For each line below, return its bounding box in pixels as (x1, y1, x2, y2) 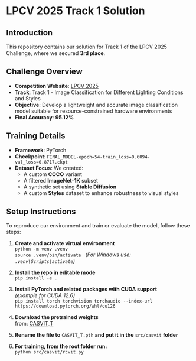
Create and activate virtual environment (14, 240, 115, 247)
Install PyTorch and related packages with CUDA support (14, 285, 158, 293)
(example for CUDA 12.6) (14, 292, 76, 299)
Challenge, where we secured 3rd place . (6, 50, 106, 57)
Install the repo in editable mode (14, 269, 96, 276)
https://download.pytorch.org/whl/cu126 (14, 303, 116, 310)
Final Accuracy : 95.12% (14, 113, 74, 121)
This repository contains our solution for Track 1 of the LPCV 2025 (6, 43, 167, 50)
